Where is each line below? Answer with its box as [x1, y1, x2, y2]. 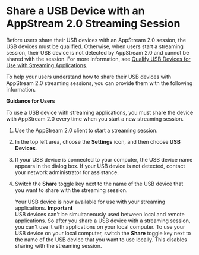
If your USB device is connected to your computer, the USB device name [14, 156, 193, 163]
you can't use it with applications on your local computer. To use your [14, 223, 185, 230]
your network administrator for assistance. [14, 168, 119, 176]
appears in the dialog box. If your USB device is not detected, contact [14, 162, 185, 169]
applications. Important [14, 204, 73, 212]
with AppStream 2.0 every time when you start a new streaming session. [6, 115, 184, 122]
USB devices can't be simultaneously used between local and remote [14, 210, 185, 218]
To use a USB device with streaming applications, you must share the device [6, 109, 194, 116]
